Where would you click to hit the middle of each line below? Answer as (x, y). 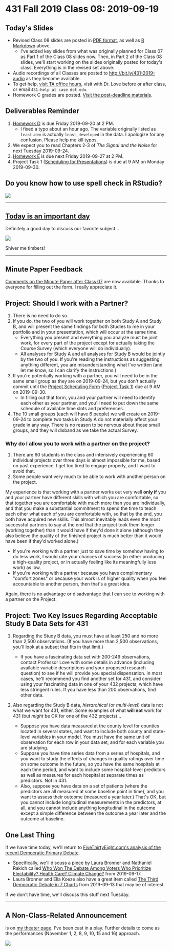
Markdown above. (32, 46)
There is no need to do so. (40, 316)
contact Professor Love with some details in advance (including (87, 662)
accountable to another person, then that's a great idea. (72, 584)
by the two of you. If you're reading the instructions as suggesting (90, 359)
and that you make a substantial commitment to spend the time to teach (81, 508)
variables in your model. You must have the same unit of (91, 737)
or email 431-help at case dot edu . (50, 89)
